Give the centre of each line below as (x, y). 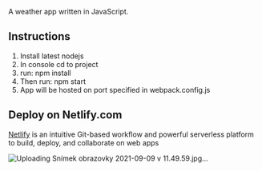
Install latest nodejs (52, 56)
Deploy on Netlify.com (65, 115)
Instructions (39, 36)
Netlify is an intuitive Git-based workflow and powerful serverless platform (131, 134)
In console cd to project (59, 64)
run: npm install (45, 73)
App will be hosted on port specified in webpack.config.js (115, 89)
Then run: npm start (53, 81)
